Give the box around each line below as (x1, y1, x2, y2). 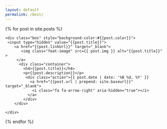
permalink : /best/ (5, 12, 44, 17)
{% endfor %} (5, 118, 34, 124)
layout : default (5, 7, 39, 12)
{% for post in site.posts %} (5, 25, 63, 31)
